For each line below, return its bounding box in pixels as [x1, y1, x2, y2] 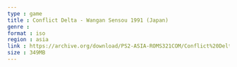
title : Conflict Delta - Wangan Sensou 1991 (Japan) [7, 17, 169, 24]
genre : [7, 23, 30, 30]
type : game [7, 10, 42, 17]
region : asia [7, 36, 49, 43]
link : [7, 43, 27, 50]
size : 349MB [7, 50, 46, 57]
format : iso [7, 29, 46, 37]
